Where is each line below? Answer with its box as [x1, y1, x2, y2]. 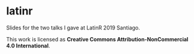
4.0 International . [6, 42, 50, 49]
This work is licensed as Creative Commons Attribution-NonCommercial [6, 35, 189, 43]
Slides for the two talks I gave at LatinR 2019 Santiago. [6, 24, 141, 31]
